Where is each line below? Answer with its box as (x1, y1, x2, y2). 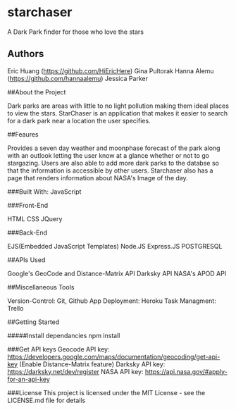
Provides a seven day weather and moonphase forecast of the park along (7, 144, 221, 152)
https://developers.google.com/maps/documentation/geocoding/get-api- (7, 352, 221, 361)
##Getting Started (7, 318, 60, 326)
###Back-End (7, 228, 48, 237)
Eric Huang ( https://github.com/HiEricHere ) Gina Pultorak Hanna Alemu (7, 66, 214, 75)
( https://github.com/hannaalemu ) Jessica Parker (7, 74, 148, 82)
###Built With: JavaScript (7, 187, 82, 196)
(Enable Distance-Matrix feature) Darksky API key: (19, 360, 166, 368)
